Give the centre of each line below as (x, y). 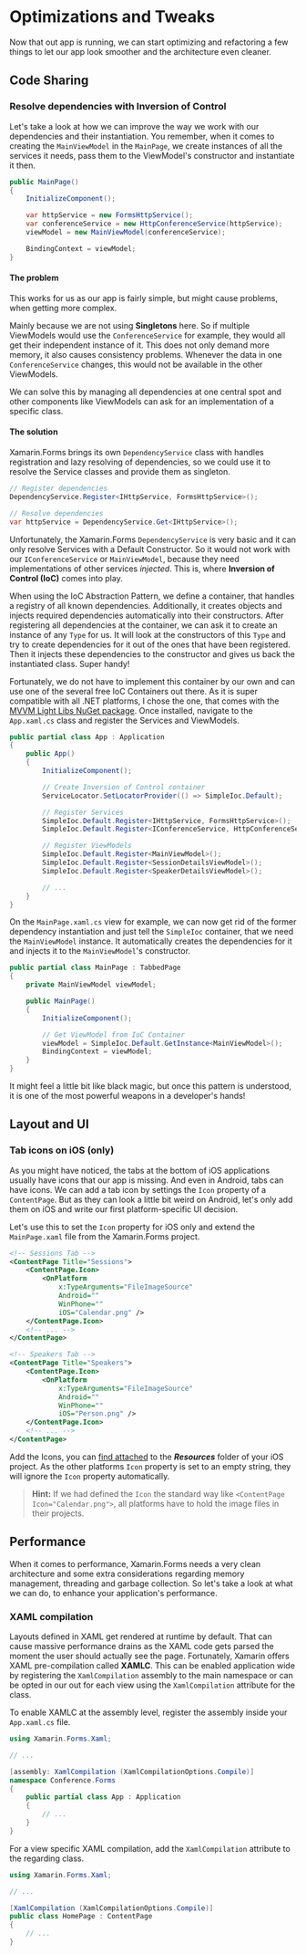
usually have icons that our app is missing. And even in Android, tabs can (147, 1180)
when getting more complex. (63, 308)
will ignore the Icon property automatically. (90, 1476)
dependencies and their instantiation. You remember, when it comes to (142, 136)
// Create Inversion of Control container (124, 787)
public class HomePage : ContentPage (81, 1917)
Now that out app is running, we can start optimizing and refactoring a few (149, 42)
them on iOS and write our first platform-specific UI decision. (124, 1209)
